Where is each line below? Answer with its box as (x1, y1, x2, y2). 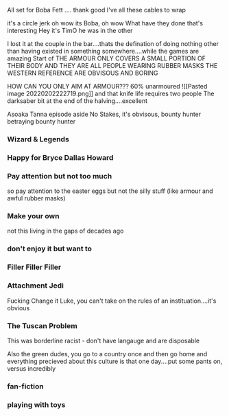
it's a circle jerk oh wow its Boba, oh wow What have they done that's (7, 19, 204, 27)
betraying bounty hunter (7, 117, 76, 126)
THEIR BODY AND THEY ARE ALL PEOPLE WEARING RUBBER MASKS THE (7, 62, 218, 69)
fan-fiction (7, 381, 44, 391)
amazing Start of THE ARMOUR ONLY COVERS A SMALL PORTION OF (7, 54, 206, 62)
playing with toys (7, 400, 66, 409)
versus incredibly (7, 364, 56, 373)
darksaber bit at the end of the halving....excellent (7, 97, 148, 105)
